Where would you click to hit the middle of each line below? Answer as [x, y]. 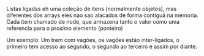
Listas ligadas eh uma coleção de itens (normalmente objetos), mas [92, 9]
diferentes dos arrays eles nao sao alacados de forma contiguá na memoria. [103, 15]
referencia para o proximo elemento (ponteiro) [65, 28]
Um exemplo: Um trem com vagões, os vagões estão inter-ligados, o [93, 40]
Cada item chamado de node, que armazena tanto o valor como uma [93, 22]
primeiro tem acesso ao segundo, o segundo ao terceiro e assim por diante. [102, 46]
